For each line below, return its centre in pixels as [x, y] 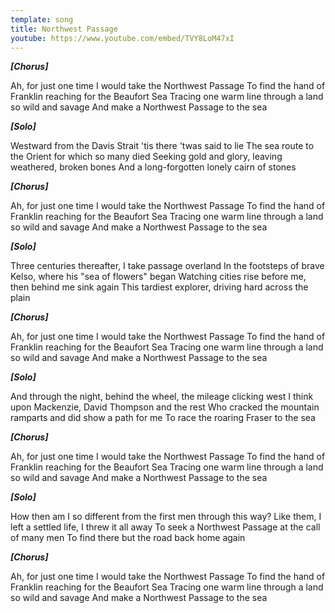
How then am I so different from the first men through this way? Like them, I [166, 517]
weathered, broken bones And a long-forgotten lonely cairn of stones [153, 167]
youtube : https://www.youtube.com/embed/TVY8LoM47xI [122, 38]
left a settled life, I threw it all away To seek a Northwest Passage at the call [165, 527]
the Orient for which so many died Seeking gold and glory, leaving [146, 157]
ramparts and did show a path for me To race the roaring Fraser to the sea [163, 418]
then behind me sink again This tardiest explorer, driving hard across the [159, 287]
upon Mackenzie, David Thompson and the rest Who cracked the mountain [165, 407]
